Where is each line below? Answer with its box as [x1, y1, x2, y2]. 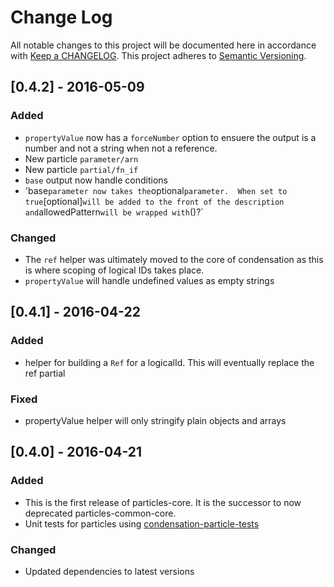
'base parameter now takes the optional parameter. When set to [24, 184, 288, 196]
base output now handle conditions [24, 174, 168, 186]
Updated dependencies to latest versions [24, 565, 195, 577]
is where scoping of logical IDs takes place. [24, 264, 205, 276]
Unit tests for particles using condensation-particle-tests [24, 517, 260, 530]
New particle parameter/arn [24, 152, 139, 165]
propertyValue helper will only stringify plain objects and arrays [24, 414, 287, 426]
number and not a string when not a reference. [24, 142, 218, 154]
